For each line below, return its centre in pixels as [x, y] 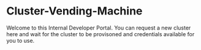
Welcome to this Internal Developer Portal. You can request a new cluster [99, 28]
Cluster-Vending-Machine [74, 11]
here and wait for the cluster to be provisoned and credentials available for [100, 34]
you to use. [21, 40]
